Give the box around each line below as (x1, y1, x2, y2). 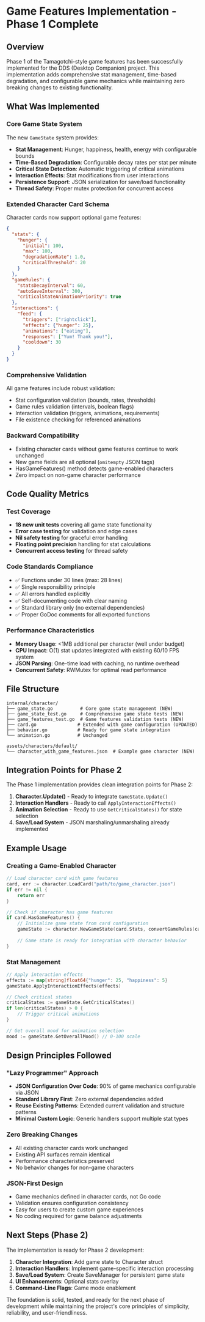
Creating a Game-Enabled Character (6, 861, 117, 870)
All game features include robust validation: (6, 385, 116, 392)
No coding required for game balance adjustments (15, 1213, 142, 1219)
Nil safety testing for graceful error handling (15, 534, 128, 542)
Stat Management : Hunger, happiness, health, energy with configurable (15, 146, 197, 153)
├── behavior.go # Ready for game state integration (6, 726, 171, 733)
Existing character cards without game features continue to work (15, 445, 179, 452)
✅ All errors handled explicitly (15, 590, 90, 597)
